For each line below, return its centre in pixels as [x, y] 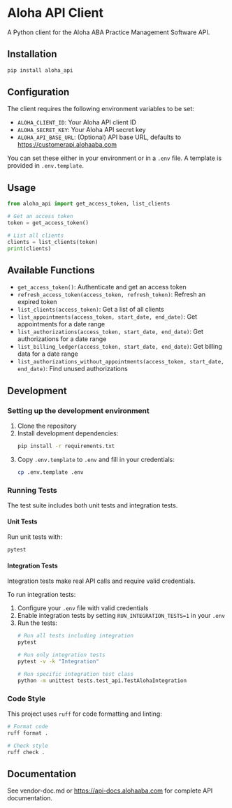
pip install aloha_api [40, 70]
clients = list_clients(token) [53, 242]
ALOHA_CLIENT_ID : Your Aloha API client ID [77, 122]
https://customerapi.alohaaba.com [67, 145]
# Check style [28, 746]
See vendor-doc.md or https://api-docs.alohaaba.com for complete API [110, 791]
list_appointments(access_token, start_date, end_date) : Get [107, 317]
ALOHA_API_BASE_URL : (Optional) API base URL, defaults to [99, 137]
